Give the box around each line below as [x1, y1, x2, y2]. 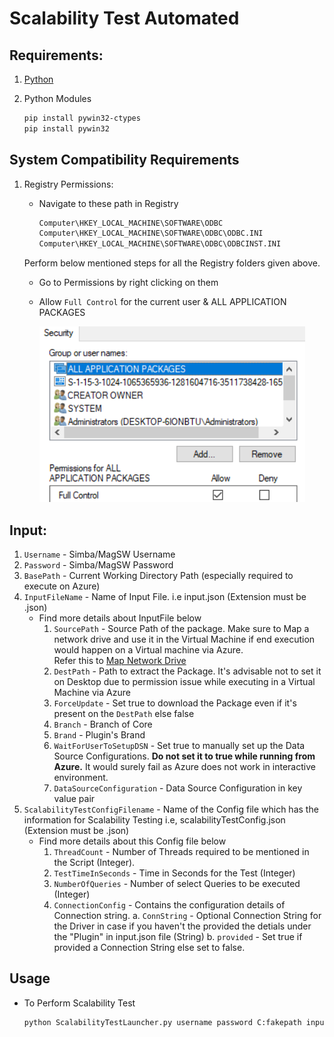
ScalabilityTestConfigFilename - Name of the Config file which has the [23, 803, 319, 815]
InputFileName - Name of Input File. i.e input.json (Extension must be [23, 591, 307, 602]
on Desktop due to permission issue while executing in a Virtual [53, 676, 316, 687]
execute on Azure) [23, 580, 101, 592]
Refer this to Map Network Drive [53, 655, 187, 666]
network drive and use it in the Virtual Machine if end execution [53, 633, 316, 645]
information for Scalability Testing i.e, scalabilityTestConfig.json [23, 814, 286, 826]
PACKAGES [38, 307, 86, 319]
